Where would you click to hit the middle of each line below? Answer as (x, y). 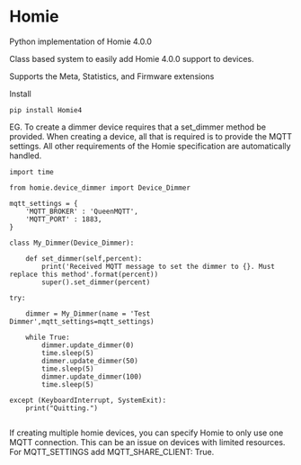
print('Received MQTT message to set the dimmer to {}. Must (159, 266)
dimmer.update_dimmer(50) (90, 361)
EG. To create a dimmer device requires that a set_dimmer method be (138, 127)
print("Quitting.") (62, 408)
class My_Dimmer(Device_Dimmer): (72, 243)
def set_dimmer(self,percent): (84, 258)
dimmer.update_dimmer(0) (88, 345)
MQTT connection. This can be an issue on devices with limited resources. (147, 442)
